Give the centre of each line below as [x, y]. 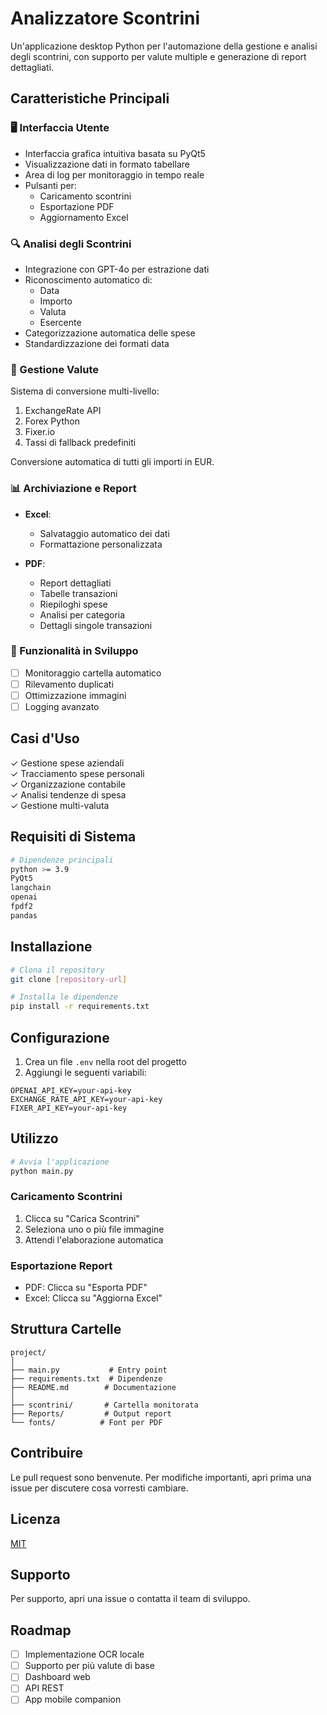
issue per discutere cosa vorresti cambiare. [99, 1488]
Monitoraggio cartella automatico [93, 673]
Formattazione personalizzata [101, 544]
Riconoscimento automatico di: [88, 279]
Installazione [51, 947]
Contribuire [47, 1453]
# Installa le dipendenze [64, 997]
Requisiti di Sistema [73, 837]
